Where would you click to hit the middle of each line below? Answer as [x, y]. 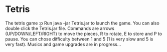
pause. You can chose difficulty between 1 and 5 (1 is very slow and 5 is [79, 39]
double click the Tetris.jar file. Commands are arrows [60, 28]
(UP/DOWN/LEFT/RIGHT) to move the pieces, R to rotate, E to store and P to [83, 33]
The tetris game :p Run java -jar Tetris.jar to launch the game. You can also [82, 23]
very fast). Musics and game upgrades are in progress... [63, 44]
